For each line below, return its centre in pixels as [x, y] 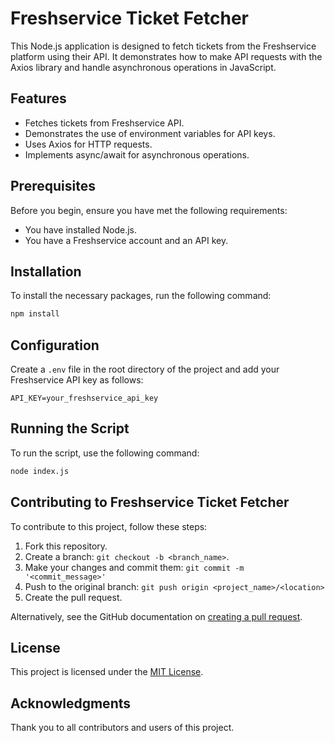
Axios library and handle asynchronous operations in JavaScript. [143, 67]
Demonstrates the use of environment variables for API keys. [150, 133]
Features [38, 98]
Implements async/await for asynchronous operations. [137, 154]
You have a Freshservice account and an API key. [126, 240]
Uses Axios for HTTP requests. [88, 144]
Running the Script [70, 428]
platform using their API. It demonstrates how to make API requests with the [166, 56]
